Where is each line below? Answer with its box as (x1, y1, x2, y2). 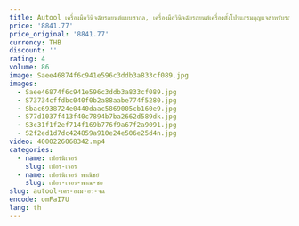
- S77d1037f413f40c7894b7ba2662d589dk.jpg (17, 112, 177, 121)
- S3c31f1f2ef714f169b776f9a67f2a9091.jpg (17, 121, 177, 130)
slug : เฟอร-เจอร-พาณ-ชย (25, 179, 104, 188)
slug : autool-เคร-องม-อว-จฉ (9, 187, 105, 196)
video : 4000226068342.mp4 (9, 137, 105, 146)
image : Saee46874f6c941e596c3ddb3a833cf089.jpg (9, 71, 190, 80)
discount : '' (9, 46, 58, 55)
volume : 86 (9, 63, 50, 72)
